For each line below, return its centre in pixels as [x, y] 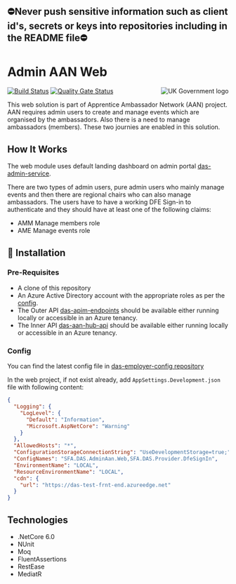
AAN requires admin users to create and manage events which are [103, 112]
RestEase [31, 566]
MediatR [29, 573]
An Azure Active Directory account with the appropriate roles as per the [121, 295]
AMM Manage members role [59, 223]
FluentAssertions [42, 559]
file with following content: [46, 387]
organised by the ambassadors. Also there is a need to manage [99, 120]
